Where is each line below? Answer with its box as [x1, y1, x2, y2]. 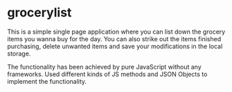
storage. [7, 49, 31, 58]
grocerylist [7, 5, 72, 21]
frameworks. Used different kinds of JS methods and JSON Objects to [7, 70, 208, 78]
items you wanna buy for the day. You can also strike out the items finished [7, 34, 222, 43]
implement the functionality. [7, 77, 87, 85]
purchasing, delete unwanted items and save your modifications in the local [7, 42, 223, 50]
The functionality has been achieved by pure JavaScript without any [7, 62, 202, 71]
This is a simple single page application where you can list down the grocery [7, 27, 226, 36]
